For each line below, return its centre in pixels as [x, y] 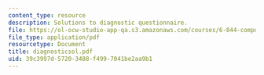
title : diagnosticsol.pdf [50, 52]
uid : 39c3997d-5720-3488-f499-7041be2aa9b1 [81, 59]
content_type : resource [47, 15]
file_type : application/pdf [54, 37]
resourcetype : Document [47, 45]
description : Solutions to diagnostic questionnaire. [98, 23]
